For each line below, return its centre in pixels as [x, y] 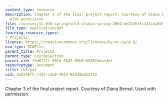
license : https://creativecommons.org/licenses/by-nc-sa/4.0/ [71, 42]
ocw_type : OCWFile [24, 47]
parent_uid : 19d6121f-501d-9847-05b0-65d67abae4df [59, 61]
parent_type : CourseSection [34, 56]
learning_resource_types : [32, 33]
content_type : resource [30, 10]
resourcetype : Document [30, 65]
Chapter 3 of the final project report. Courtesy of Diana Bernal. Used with [80, 89]
